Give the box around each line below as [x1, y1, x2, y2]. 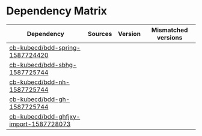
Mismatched [151, 26, 188, 34]
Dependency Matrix [6, 4, 107, 18]
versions [156, 33, 183, 41]
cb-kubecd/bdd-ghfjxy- [9, 112, 81, 120]
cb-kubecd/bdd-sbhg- [9, 61, 77, 69]
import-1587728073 [9, 120, 71, 128]
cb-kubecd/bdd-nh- [9, 78, 70, 86]
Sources [87, 29, 112, 38]
